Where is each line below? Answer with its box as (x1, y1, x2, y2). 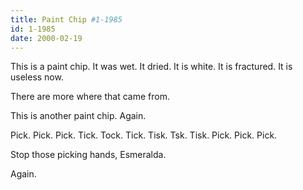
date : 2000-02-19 (10, 33, 83, 43)
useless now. (10, 71, 64, 83)
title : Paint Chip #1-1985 (10, 14, 123, 25)
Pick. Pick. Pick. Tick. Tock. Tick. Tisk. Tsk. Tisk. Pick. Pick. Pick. (10, 129, 278, 141)
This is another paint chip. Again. (10, 110, 147, 122)
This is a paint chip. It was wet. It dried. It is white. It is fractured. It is (10, 61, 293, 73)
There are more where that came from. (10, 91, 170, 103)
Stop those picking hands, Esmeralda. (10, 149, 167, 161)
